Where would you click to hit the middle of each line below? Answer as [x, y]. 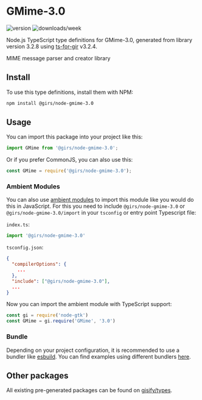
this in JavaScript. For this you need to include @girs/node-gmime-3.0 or [96, 206]
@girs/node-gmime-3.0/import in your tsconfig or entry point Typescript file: [101, 213]
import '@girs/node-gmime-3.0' [46, 236]
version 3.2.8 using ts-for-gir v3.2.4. [52, 46]
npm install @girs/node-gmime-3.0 [50, 103]
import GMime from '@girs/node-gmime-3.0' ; [62, 148]
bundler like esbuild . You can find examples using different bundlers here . [99, 356]
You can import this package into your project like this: [75, 137]
